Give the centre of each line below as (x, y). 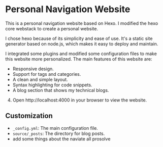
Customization (29, 116)
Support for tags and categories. (47, 74)
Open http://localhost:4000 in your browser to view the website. (80, 100)
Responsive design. (33, 69)
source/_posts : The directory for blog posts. (59, 133)
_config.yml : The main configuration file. (55, 128)
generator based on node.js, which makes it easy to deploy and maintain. (82, 43)
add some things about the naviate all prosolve (61, 139)
